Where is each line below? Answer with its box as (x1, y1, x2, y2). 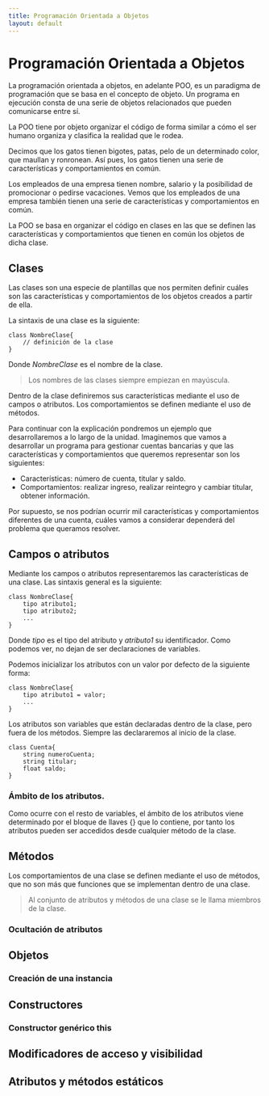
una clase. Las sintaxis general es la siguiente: (8, 577, 163, 587)
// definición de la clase (23, 339, 114, 347)
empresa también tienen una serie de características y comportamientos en (8, 196, 260, 206)
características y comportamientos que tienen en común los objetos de (8, 230, 245, 239)
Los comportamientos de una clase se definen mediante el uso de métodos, (8, 870, 260, 881)
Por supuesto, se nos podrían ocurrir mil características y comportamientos (8, 507, 259, 516)
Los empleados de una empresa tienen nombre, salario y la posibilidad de (8, 179, 254, 189)
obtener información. (19, 491, 90, 501)
